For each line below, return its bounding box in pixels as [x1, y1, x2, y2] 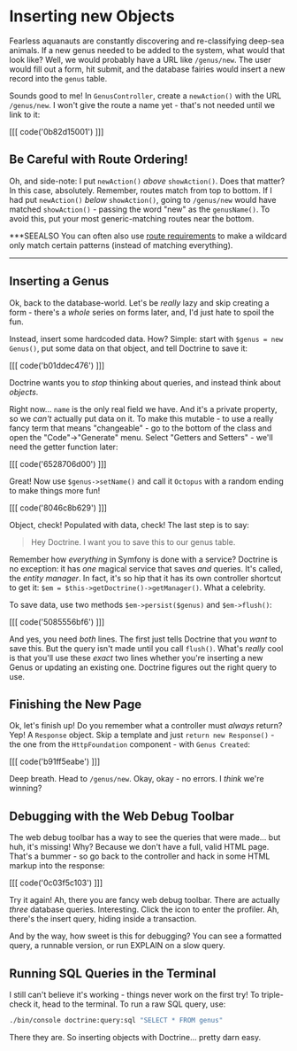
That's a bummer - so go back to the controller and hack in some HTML [9, 851, 270, 861]
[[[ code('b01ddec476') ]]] [9, 360, 105, 370]
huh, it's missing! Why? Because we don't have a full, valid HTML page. [9, 842, 270, 852]
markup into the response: [9, 860, 105, 871]
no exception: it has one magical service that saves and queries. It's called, [9, 563, 283, 573]
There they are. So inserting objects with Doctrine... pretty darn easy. [9, 1032, 262, 1042]
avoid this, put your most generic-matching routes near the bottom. [9, 213, 255, 223]
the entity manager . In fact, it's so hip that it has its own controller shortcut [9, 572, 281, 583]
